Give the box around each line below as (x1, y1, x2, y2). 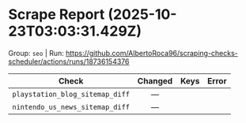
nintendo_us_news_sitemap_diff (12, 102, 131, 111)
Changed (137, 75, 173, 86)
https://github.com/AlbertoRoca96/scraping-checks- (66, 48, 239, 58)
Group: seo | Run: (8, 48, 65, 58)
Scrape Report (8, 6, 105, 24)
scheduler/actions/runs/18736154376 (8, 57, 130, 66)
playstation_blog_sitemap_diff (12, 89, 131, 99)
